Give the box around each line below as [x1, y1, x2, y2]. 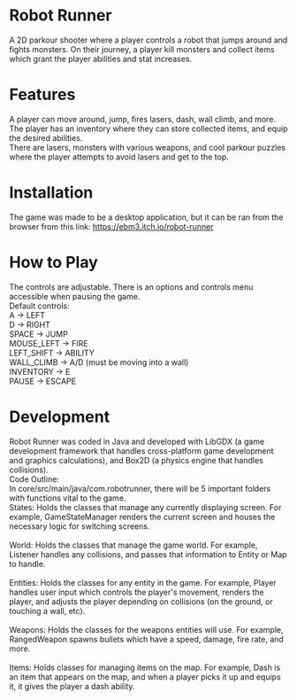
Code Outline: [9, 473, 60, 484]
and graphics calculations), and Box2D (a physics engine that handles [9, 455, 263, 465]
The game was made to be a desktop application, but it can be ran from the [9, 212, 284, 222]
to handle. [9, 558, 46, 569]
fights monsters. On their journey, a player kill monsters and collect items [9, 43, 276, 54]
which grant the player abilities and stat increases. [9, 53, 193, 64]
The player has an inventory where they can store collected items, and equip [9, 123, 288, 134]
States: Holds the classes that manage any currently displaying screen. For [9, 502, 282, 512]
